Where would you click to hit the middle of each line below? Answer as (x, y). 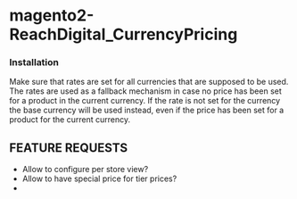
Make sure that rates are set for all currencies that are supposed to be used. (149, 82)
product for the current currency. (70, 120)
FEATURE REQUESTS (69, 148)
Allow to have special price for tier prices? (99, 178)
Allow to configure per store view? (85, 170)
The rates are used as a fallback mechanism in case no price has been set (146, 91)
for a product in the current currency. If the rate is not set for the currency (145, 101)
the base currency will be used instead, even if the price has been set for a (147, 110)
